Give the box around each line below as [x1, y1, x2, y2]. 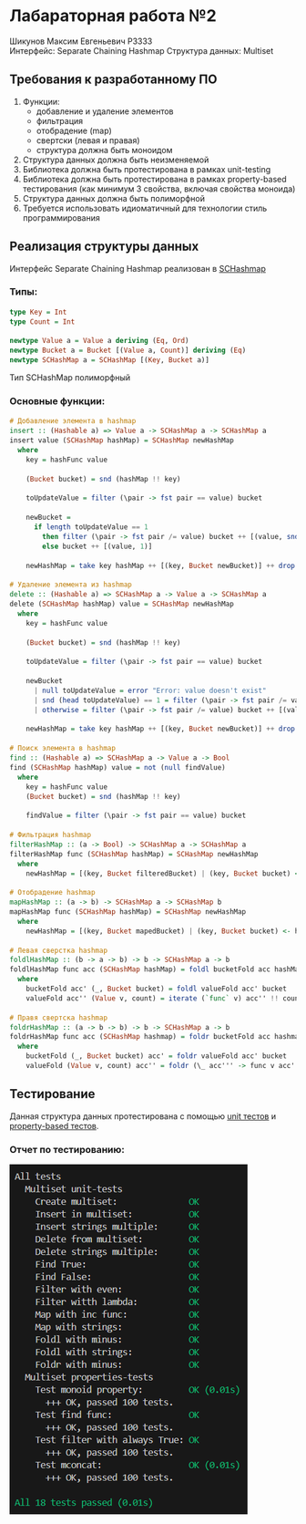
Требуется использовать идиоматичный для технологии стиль [22, 202, 268, 213]
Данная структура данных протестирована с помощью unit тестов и [9, 1110, 276, 1122]
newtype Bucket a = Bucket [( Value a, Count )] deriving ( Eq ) [9, 346, 247, 356]
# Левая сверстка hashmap [9, 946, 107, 955]
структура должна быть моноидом [36, 144, 173, 155]
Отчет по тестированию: [9, 1143, 125, 1156]
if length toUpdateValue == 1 [33, 523, 148, 532]
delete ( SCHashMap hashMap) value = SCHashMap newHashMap [9, 599, 234, 609]
